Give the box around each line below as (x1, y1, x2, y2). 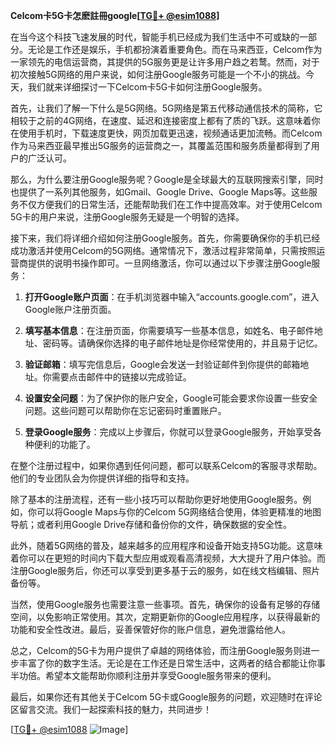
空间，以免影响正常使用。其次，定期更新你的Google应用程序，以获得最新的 (10, 611, 321, 623)
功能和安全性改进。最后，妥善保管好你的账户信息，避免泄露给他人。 (10, 624, 291, 635)
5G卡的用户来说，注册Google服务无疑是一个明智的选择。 (10, 211, 245, 223)
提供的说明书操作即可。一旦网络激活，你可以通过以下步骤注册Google (27, 257, 312, 269)
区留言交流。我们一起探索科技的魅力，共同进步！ (10, 704, 212, 715)
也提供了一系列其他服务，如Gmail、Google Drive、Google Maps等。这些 (10, 186, 310, 198)
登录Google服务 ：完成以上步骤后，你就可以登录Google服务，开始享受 (24, 426, 313, 438)
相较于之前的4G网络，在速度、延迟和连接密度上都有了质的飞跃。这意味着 (10, 115, 312, 126)
